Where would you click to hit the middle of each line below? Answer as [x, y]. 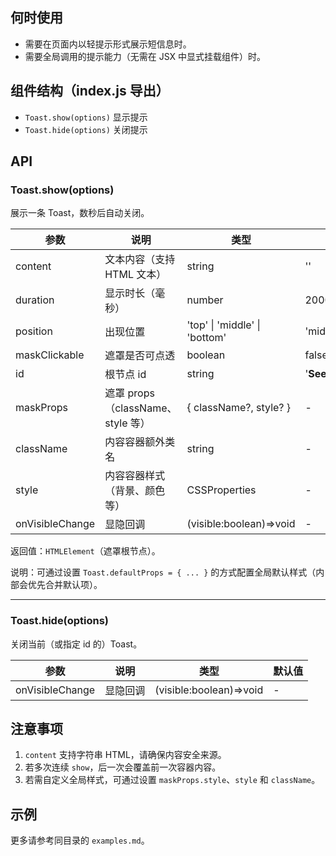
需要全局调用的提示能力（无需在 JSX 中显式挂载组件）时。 [145, 56]
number [205, 300]
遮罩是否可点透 [140, 356]
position [34, 331]
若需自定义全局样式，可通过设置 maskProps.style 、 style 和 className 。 [172, 780]
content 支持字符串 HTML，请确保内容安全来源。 [125, 755]
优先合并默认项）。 [65, 585]
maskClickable [50, 355]
